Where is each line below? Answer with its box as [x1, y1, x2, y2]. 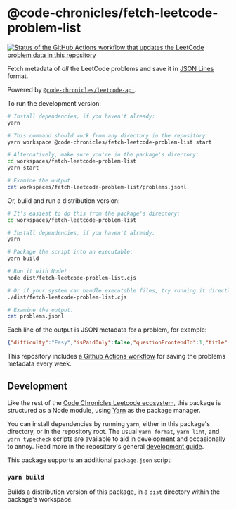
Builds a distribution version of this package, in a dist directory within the [7, 487, 221, 496]
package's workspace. [7, 495, 74, 504]
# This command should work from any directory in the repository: [7, 132, 209, 139]
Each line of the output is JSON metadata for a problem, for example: [7, 325, 207, 334]
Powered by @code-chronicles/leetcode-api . [7, 85, 137, 94]
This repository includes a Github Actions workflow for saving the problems [7, 352, 226, 361]
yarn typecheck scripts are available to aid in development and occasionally [7, 435, 226, 443]
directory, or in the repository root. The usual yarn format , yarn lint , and [7, 428, 220, 435]
